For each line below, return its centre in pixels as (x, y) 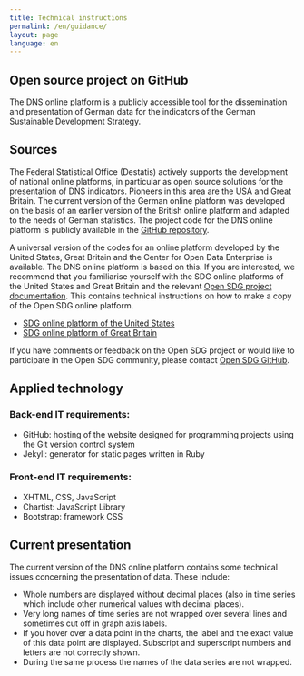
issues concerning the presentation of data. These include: (119, 576)
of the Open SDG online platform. (72, 305)
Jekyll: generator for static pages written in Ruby (114, 454)
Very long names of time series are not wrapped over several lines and (155, 613)
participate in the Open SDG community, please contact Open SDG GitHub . (150, 359)
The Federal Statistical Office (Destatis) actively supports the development (149, 172)
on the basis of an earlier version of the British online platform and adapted (150, 210)
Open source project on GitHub (99, 80)
